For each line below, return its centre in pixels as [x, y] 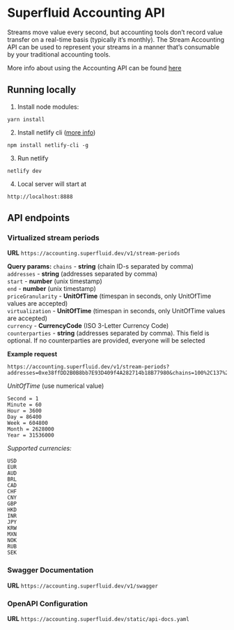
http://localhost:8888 [40, 197]
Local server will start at [52, 183]
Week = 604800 [28, 423]
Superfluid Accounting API [86, 13]
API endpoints [39, 218]
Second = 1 [23, 399]
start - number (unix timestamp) [55, 281]
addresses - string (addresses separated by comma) [83, 274]
